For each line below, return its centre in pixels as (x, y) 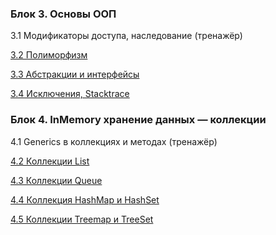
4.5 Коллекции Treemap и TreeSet (82, 219)
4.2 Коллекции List (50, 161)
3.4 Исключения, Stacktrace (70, 94)
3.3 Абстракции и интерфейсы (75, 74)
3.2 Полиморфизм (49, 55)
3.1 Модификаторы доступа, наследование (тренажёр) (126, 36)
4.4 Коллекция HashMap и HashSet (85, 199)
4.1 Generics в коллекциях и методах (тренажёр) (114, 141)
